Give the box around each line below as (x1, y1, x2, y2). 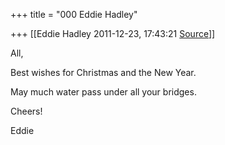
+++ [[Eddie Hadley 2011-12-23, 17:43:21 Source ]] (10, 28, 216, 39)
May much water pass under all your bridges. (10, 86, 197, 98)
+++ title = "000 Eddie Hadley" (10, 9, 138, 20)
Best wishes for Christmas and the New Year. (10, 67, 197, 78)
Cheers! (10, 105, 43, 117)
